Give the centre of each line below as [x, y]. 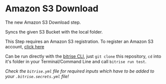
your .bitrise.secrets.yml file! [37, 76]
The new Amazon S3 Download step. [43, 22]
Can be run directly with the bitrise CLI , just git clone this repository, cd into [83, 56]
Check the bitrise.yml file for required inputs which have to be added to [80, 71]
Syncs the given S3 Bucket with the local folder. [54, 32]
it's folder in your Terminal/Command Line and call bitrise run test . [76, 61]
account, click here [25, 46]
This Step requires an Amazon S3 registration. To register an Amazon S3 [79, 41]
